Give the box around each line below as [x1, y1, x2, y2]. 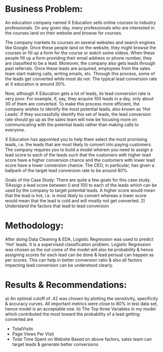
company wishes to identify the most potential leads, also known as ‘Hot [5, 106, 151, 112]
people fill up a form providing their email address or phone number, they [5, 55, 152, 61]
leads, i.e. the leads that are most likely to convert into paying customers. [5, 141, 152, 147]
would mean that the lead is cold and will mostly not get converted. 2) [5, 198, 145, 203]
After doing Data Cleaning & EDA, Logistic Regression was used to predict [5, 236, 154, 242]
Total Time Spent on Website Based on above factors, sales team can [12, 336, 152, 342]
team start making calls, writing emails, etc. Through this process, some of [5, 70, 155, 76]
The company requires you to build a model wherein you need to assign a [5, 147, 153, 153]
